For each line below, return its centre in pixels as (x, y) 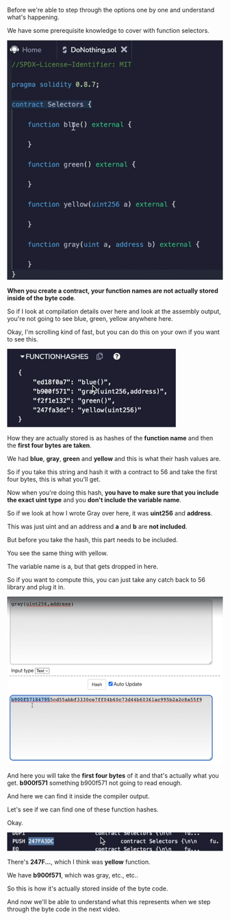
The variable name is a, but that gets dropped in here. (83, 567)
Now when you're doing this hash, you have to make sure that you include (113, 493)
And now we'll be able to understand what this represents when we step (109, 901)
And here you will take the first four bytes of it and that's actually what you (113, 776)
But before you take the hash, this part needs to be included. (92, 540)
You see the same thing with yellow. (57, 553)
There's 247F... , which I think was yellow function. (79, 862)
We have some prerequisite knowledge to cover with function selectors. (108, 31)
